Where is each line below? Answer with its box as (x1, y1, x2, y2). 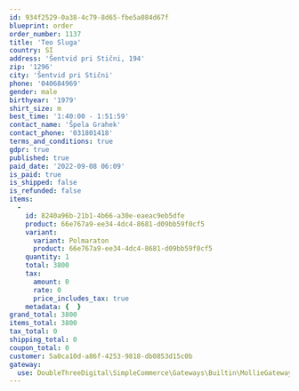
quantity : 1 (25, 252, 69, 262)
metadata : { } (25, 302, 82, 311)
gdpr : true (9, 145, 50, 154)
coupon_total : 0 (9, 343, 69, 352)
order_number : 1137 (9, 29, 82, 38)
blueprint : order (9, 21, 74, 30)
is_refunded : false (9, 187, 82, 195)
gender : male (9, 87, 58, 96)
